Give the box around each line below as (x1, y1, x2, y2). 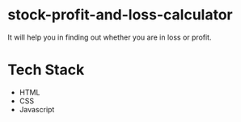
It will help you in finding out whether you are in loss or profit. (7, 32, 212, 42)
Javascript (19, 104, 55, 114)
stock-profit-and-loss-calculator (7, 6, 233, 24)
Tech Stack (7, 61, 85, 79)
